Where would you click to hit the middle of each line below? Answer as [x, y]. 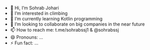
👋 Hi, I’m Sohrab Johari [34, 8]
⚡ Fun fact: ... [24, 43]
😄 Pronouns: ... [27, 37]
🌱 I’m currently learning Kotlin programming [56, 19]
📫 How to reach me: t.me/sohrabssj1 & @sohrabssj [64, 30]
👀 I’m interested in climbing [39, 13]
